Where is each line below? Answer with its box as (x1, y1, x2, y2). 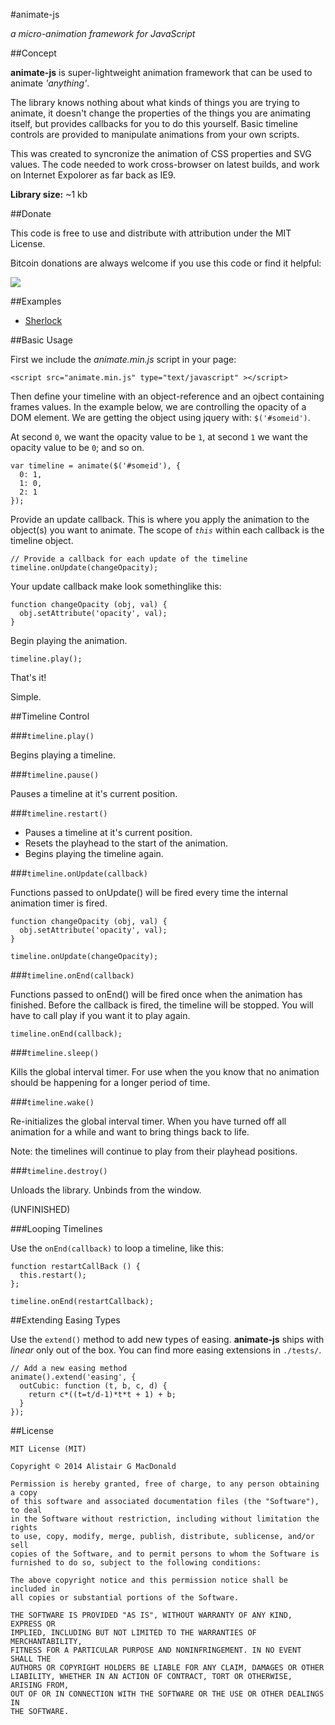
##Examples (10, 295, 62, 307)
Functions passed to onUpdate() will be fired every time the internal (10, 887, 288, 898)
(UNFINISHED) (10, 1204, 71, 1215)
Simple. (10, 691, 42, 703)
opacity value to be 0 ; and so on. (10, 442, 145, 453)
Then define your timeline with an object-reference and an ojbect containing (10, 390, 325, 402)
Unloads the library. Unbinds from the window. (10, 1184, 202, 1196)
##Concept (10, 47, 57, 59)
